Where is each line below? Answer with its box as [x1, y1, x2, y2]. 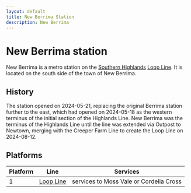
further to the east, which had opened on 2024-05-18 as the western [6, 108, 172, 115]
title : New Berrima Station [6, 14, 75, 20]
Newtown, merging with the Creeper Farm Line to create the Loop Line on [6, 127, 183, 134]
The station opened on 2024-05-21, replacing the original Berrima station [6, 103, 183, 110]
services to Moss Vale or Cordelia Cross [72, 177, 182, 185]
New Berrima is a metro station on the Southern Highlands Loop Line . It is [6, 64, 183, 71]
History [6, 87, 34, 97]
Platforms [6, 150, 43, 160]
